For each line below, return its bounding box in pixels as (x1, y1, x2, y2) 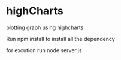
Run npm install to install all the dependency (6, 35, 115, 42)
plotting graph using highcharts (6, 24, 84, 31)
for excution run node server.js (6, 46, 82, 54)
